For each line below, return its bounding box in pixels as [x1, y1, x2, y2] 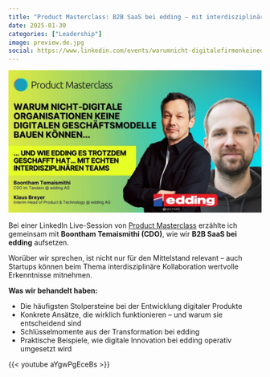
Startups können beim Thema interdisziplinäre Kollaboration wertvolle [8, 261, 239, 271]
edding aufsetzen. [8, 237, 70, 247]
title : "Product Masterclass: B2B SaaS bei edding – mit [8, 13, 203, 21]
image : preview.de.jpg [8, 39, 84, 47]
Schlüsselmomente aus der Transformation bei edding [19, 326, 200, 336]
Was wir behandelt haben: [8, 286, 98, 295]
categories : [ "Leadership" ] [8, 30, 103, 38]
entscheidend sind [19, 318, 82, 328]
